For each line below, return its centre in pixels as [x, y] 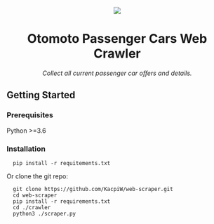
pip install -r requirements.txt [62, 201]
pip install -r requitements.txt [62, 163]
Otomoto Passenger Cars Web [117, 39]
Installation [26, 149]
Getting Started [41, 95]
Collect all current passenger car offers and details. [117, 73]
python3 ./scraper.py [45, 213]
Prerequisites [30, 115]
